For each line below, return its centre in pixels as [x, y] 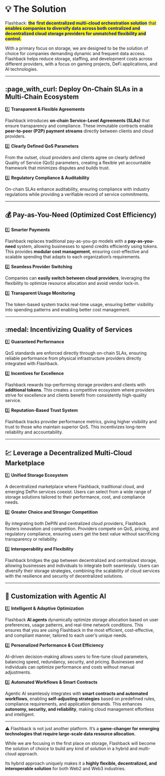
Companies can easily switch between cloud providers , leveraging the [78, 278]
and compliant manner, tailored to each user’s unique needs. [66, 635]
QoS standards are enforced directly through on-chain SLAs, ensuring [76, 353]
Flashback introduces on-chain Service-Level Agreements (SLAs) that [77, 120]
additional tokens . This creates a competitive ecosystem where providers [80, 390]
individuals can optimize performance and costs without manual [70, 667]
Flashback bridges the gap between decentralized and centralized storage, [81, 560]
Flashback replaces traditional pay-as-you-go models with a [66, 241]
